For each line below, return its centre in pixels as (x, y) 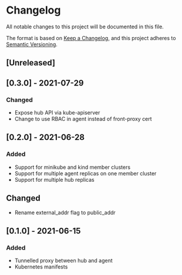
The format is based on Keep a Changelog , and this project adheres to (91, 38)
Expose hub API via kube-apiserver (57, 113)
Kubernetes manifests (41, 267)
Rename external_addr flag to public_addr (65, 212)
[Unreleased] (31, 63)
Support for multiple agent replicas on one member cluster (85, 173)
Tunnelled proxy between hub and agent (63, 261)
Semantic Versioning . (32, 44)
